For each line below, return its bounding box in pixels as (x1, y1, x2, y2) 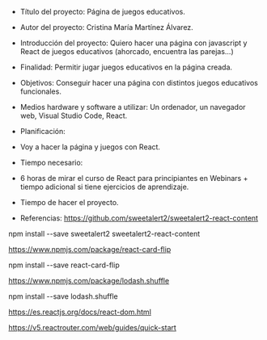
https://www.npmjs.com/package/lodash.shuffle (8, 276, 170, 285)
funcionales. (19, 86, 62, 96)
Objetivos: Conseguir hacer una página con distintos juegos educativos (19, 78, 259, 87)
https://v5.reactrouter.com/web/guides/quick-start (8, 323, 176, 332)
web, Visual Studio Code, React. (19, 111, 128, 120)
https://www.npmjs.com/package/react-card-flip (8, 245, 172, 254)
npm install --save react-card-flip (8, 260, 120, 270)
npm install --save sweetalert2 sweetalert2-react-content (8, 229, 201, 238)
